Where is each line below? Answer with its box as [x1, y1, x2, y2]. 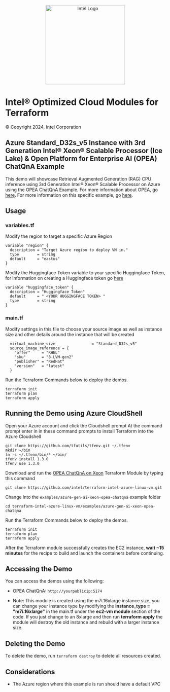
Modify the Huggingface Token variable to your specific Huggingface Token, [5, 270, 165, 276]
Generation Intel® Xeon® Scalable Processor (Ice [5, 147, 163, 155]
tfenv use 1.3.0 [5, 461, 40, 466]
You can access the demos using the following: [5, 578, 104, 584]
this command [5, 475, 36, 481]
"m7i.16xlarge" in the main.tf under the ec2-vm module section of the [12, 608, 161, 614]
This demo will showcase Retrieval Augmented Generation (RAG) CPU [5, 175, 152, 182]
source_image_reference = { [10, 345, 70, 351]
